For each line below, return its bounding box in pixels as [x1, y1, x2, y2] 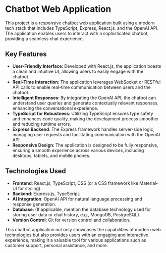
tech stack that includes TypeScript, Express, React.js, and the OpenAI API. [5, 25, 159, 31]
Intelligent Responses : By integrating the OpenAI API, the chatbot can [12, 95, 156, 101]
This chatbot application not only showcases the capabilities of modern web [5, 226, 161, 232]
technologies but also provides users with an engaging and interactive [5, 232, 149, 238]
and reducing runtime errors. [12, 121, 71, 127]
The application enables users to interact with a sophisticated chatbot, [5, 30, 149, 36]
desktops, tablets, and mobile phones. [12, 152, 91, 158]
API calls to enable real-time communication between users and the [12, 84, 151, 90]
